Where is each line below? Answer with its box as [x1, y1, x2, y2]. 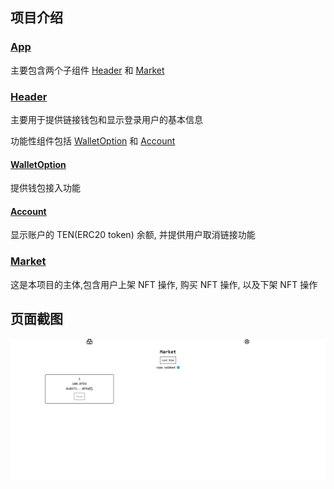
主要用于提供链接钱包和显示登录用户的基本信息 [10, 113, 203, 125]
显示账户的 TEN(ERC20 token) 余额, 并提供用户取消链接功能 [10, 229, 256, 241]
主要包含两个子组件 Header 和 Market [10, 64, 165, 76]
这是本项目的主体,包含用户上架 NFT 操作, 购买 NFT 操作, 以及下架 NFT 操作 [10, 278, 318, 290]
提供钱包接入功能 [10, 182, 81, 194]
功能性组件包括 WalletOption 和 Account [10, 134, 176, 147]
